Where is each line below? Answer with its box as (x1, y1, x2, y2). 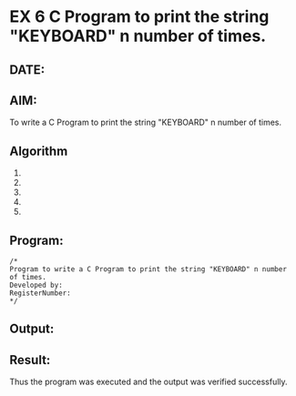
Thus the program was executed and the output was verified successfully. (9, 376, 289, 388)
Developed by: (9, 280, 64, 290)
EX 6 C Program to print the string (9, 6, 270, 27)
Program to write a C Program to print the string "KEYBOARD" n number (9, 265, 287, 274)
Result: (9, 352, 51, 368)
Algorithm (9, 143, 68, 158)
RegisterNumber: (9, 289, 71, 298)
